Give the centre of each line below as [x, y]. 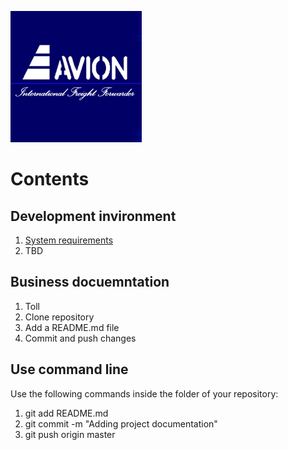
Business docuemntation [90, 282]
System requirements [69, 240]
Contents [50, 179]
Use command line [69, 369]
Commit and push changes [80, 338]
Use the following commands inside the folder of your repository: [144, 393]
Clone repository [59, 317]
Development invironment [93, 216]
